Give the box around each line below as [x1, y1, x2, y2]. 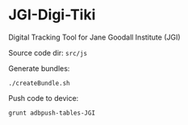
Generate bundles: [8, 63, 70, 73]
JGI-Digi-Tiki [8, 6, 96, 24]
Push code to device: [8, 93, 79, 102]
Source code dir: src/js [8, 48, 88, 57]
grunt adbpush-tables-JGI [8, 109, 95, 117]
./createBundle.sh [8, 79, 70, 87]
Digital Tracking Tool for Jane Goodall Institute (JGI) [8, 32, 181, 42]
